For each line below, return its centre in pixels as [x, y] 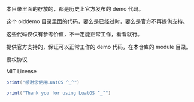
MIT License [22, 71]
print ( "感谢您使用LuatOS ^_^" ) [43, 82]
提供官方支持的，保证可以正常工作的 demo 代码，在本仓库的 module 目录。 [99, 47]
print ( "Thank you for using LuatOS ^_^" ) [59, 93]
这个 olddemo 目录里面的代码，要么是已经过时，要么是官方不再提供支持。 [97, 21]
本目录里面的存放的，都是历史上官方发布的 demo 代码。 [75, 9]
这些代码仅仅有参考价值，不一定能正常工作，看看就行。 [74, 34]
